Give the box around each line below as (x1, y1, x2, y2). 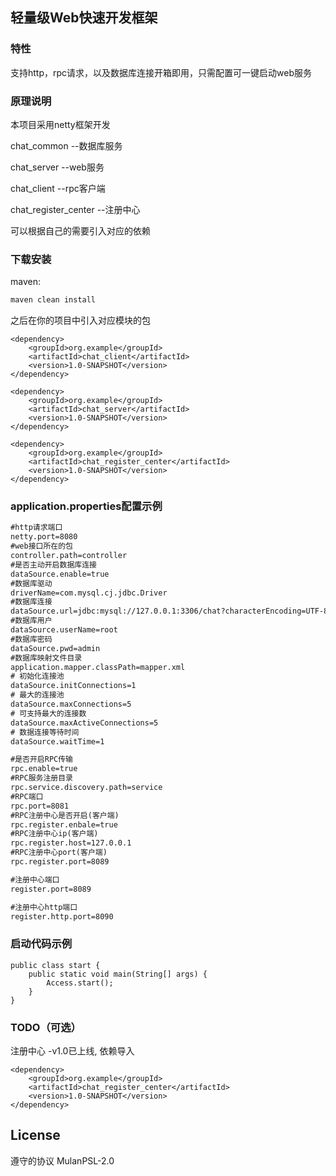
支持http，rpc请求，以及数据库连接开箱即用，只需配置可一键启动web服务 (10, 66, 313, 78)
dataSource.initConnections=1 (10, 681, 137, 691)
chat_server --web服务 (10, 161, 105, 173)
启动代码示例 (10, 937, 73, 951)
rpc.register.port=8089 (10, 857, 110, 867)
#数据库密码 (10, 634, 53, 644)
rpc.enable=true (10, 764, 78, 774)
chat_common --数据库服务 (10, 139, 123, 152)
